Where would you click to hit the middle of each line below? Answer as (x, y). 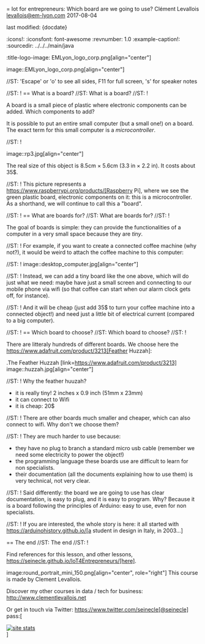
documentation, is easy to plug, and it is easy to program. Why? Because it (100, 499)
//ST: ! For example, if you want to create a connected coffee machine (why (102, 246)
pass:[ (14, 616)
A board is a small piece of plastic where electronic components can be (97, 105)
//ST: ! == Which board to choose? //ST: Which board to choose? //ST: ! (96, 332)
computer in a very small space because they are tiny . (75, 234)
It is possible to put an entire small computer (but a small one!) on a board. (100, 123)
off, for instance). (28, 296)
